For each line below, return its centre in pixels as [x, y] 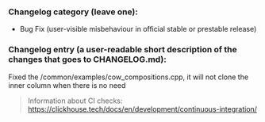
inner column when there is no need [67, 85]
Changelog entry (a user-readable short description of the [123, 50]
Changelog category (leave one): [73, 12]
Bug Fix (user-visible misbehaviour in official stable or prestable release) [138, 29]
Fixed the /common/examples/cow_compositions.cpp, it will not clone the [128, 77]
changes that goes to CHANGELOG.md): [87, 59]
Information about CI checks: [75, 101]
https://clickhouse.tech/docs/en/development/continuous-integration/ [142, 109]
